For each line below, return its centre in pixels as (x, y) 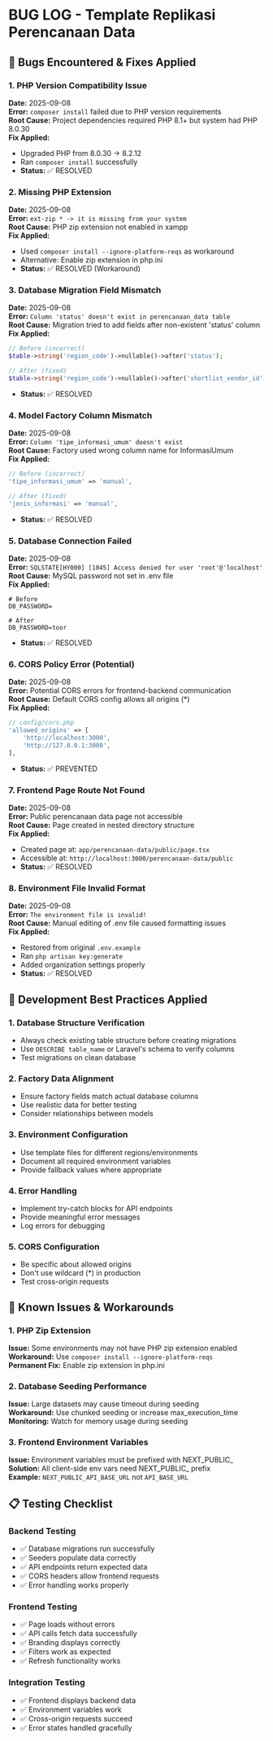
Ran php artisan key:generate (71, 956)
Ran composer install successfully (79, 162)
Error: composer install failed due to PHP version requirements (115, 111)
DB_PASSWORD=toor (38, 628)
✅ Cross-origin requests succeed (76, 1718)
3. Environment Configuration (68, 1135)
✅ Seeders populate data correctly (78, 1558)
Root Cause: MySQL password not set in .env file (91, 576)
